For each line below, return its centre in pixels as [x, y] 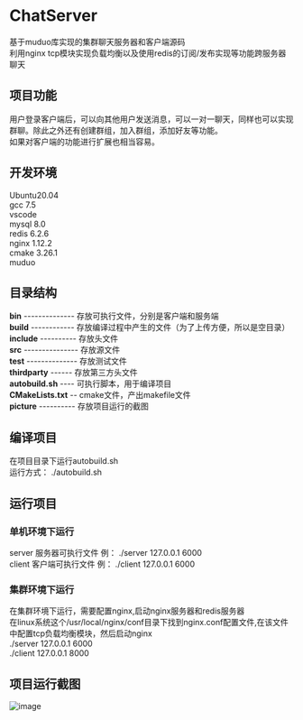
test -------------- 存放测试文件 [69, 361]
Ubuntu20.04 [34, 195]
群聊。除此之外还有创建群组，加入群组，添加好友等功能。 [116, 130]
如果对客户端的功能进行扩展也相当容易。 [84, 142]
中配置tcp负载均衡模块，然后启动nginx [81, 633]
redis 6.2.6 [29, 233]
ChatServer [53, 16]
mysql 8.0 [28, 224]
